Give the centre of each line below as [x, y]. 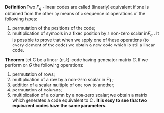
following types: [21, 19]
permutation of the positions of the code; [54, 28]
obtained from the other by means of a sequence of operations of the [75, 13]
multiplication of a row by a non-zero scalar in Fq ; [63, 79]
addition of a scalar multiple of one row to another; [63, 85]
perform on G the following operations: [44, 65]
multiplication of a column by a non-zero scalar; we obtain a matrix [80, 95]
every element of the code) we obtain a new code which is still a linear [83, 45]
